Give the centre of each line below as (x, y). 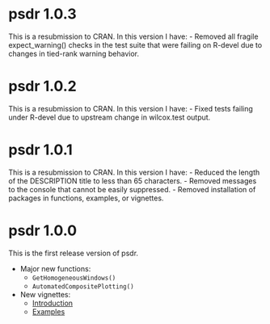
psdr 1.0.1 (40, 150)
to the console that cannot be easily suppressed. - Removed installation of (132, 189)
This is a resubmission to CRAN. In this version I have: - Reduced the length (134, 172)
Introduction (53, 303)
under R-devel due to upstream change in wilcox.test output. (110, 117)
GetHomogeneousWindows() (74, 278)
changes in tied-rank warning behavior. (74, 53)
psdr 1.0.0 (43, 230)
